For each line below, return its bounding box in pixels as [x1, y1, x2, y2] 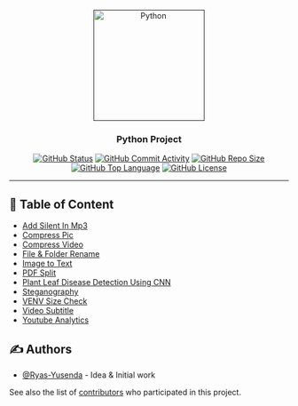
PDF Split [21, 267, 56, 278]
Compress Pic [21, 230, 74, 241]
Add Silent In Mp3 [21, 220, 89, 231]
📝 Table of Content [9, 196, 114, 211]
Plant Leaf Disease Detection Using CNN [21, 277, 171, 288]
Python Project [116, 132, 182, 145]
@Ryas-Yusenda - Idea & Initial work [21, 370, 156, 380]
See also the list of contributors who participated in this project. [9, 386, 242, 397]
